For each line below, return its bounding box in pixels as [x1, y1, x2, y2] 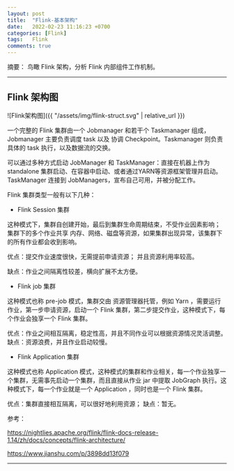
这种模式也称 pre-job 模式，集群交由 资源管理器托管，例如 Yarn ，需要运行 [7, 297, 221, 305]
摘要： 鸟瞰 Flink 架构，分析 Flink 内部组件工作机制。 [7, 63, 159, 70]
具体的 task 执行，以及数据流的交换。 [7, 144, 115, 152]
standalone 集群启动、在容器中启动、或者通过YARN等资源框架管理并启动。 [7, 167, 222, 175]
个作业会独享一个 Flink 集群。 [7, 314, 92, 323]
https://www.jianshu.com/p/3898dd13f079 [7, 449, 130, 457]
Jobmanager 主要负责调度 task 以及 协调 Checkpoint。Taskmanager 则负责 [7, 134, 224, 143]
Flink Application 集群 [17, 353, 79, 361]
